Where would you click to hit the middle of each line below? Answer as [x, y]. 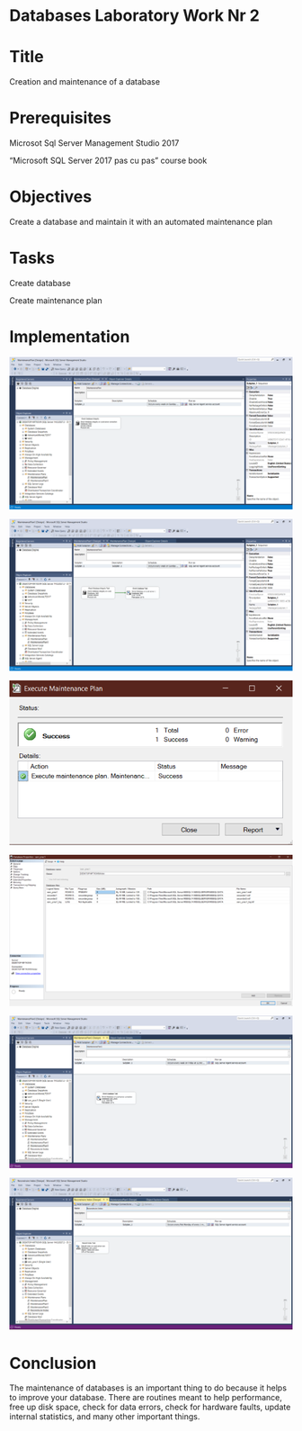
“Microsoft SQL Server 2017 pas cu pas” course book [108, 161]
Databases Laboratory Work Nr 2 [135, 16]
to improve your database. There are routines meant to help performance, [146, 1398]
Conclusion [53, 1363]
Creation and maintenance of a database [84, 82]
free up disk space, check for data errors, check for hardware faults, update [150, 1407]
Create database [40, 283]
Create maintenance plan [56, 300]
